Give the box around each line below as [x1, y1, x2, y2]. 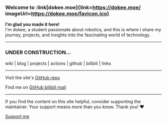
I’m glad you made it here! [5, 21, 60, 27]
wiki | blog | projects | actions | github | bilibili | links [5, 60, 111, 66]
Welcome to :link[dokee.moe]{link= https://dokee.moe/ [5, 4, 141, 11]
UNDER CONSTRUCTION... [5, 49, 71, 56]
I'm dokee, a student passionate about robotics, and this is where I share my [5, 27, 162, 33]
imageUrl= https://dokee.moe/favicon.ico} [5, 10, 109, 17]
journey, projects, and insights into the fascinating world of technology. [5, 32, 151, 38]
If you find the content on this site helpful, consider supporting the [5, 98, 141, 104]
